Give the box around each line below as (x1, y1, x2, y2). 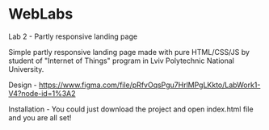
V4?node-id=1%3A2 (8, 88, 76, 98)
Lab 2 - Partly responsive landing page (8, 31, 138, 41)
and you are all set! (8, 112, 72, 122)
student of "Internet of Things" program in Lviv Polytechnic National (8, 56, 234, 65)
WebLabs (8, 5, 74, 23)
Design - (8, 80, 38, 90)
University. (8, 64, 44, 73)
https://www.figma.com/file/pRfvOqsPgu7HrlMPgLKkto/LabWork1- (39, 80, 261, 90)
